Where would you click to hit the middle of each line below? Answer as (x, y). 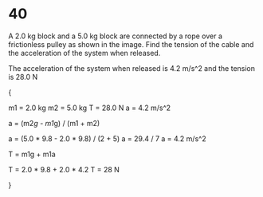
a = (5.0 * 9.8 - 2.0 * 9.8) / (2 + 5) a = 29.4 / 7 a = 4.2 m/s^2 (107, 138)
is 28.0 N (23, 77)
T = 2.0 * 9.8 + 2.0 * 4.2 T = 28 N (64, 169)
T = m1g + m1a (32, 154)
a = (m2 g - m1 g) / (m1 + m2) (54, 123)
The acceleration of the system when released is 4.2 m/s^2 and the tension (132, 68)
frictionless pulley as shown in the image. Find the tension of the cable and (131, 44)
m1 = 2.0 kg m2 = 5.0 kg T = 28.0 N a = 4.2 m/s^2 (90, 108)
